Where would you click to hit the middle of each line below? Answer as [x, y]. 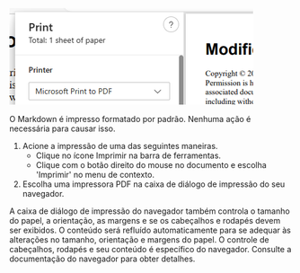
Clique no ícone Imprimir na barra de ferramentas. [128, 155]
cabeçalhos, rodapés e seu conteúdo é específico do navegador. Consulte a [150, 249]
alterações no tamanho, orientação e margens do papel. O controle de [139, 240]
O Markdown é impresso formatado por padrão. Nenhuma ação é [130, 119]
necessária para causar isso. [62, 128]
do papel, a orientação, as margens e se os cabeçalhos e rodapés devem [145, 220]
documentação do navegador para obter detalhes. [102, 259]
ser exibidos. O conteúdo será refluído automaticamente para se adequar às [150, 230]
